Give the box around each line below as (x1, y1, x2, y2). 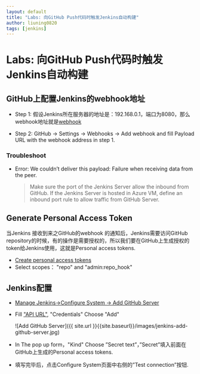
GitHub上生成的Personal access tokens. (14, 348, 113, 356)
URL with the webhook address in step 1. (14, 136, 115, 144)
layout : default (6, 8, 47, 15)
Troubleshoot (6, 151, 47, 160)
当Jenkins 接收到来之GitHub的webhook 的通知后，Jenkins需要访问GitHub (6, 230, 188, 237)
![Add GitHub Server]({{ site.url (14, 323, 91, 330)
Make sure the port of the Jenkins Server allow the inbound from (29, 183, 189, 190)
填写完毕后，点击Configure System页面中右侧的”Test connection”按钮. (14, 361, 189, 369)
